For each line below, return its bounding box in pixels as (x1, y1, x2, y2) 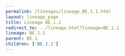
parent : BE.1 (5, 36, 38, 41)
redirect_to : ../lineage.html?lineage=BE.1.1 (5, 24, 119, 31)
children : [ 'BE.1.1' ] (5, 41, 59, 47)
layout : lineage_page (5, 14, 59, 20)
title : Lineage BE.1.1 (5, 19, 61, 25)
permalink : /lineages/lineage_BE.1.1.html (5, 8, 111, 15)
